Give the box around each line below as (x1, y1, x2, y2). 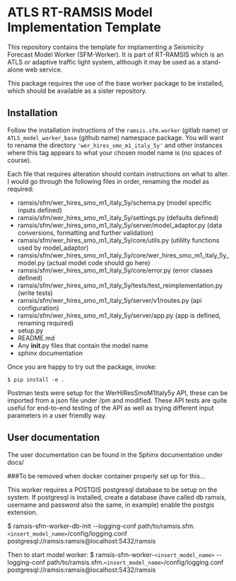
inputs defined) (17, 206, 62, 214)
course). (7, 156, 32, 164)
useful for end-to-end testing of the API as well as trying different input (7, 403, 214, 412)
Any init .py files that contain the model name (17, 341, 148, 350)
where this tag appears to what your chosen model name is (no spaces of (7, 148, 222, 156)
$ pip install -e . (7, 376, 65, 383)
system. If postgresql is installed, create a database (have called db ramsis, (7, 493, 227, 501)
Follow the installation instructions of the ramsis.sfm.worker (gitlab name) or (7, 125, 228, 134)
